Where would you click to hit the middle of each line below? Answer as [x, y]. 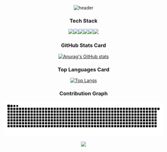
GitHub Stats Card [83, 45]
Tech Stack [83, 21]
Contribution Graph [83, 93]
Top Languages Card [83, 69]
